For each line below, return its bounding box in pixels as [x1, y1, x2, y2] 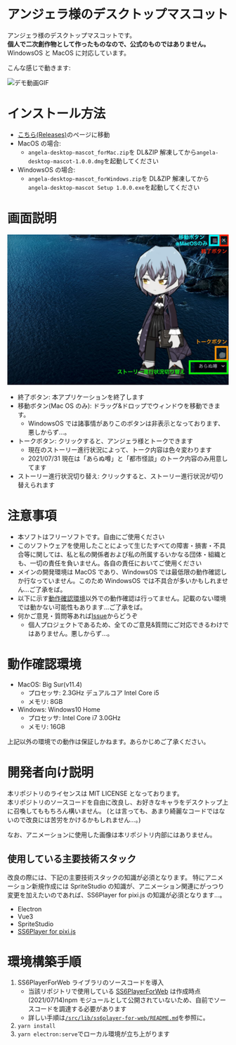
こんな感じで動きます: [7, 63, 72, 72]
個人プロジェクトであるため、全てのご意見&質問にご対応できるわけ [27, 620, 223, 629]
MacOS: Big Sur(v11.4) [17, 680, 83, 688]
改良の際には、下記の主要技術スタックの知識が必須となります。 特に [7, 873, 206, 881]
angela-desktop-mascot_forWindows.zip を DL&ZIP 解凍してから [27, 174, 209, 183]
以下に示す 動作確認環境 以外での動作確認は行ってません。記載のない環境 [17, 594, 226, 602]
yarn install [17, 1022, 56, 1030]
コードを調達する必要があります [34, 1005, 127, 1013]
